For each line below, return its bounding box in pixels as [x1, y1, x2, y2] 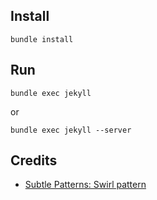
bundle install [10, 34, 74, 44]
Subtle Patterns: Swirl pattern [24, 179, 147, 191]
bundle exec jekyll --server [10, 125, 132, 135]
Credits [10, 152, 58, 169]
